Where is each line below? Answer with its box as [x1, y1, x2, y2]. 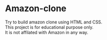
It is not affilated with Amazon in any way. [5, 29, 89, 35]
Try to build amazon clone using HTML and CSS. [5, 19, 103, 25]
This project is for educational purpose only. [5, 24, 94, 30]
